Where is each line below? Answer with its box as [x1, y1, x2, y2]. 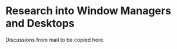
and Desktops [5, 17, 75, 30]
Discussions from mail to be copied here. [5, 36, 105, 43]
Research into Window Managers [5, 4, 172, 18]
